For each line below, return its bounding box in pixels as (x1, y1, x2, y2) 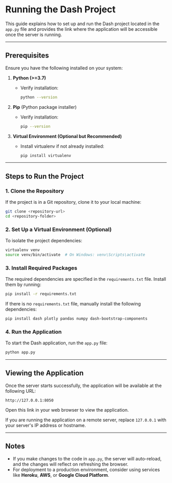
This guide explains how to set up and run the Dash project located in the (5, 21, 160, 27)
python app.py (5, 350, 36, 355)
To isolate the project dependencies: (5, 238, 82, 244)
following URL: (5, 388, 36, 394)
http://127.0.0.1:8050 (5, 398, 54, 403)
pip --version (20, 124, 51, 129)
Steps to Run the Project (5, 172, 84, 181)
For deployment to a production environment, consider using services (12, 466, 160, 473)
